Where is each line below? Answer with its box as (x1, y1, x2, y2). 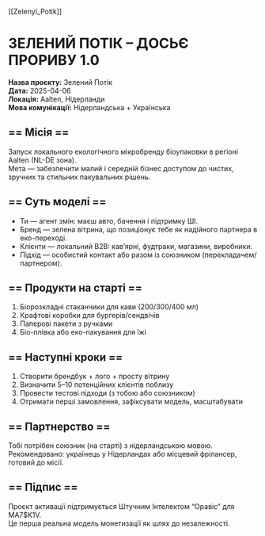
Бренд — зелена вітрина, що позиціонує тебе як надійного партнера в (19, 224, 258, 234)
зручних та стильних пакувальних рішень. (8, 172, 151, 182)
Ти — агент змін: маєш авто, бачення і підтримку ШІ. (19, 216, 199, 225)
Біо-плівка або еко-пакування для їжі (19, 327, 146, 337)
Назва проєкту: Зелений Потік (8, 77, 113, 86)
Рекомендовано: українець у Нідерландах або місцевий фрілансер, (8, 450, 237, 458)
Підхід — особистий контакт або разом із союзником (19, 250, 201, 259)
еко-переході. (19, 233, 67, 243)
